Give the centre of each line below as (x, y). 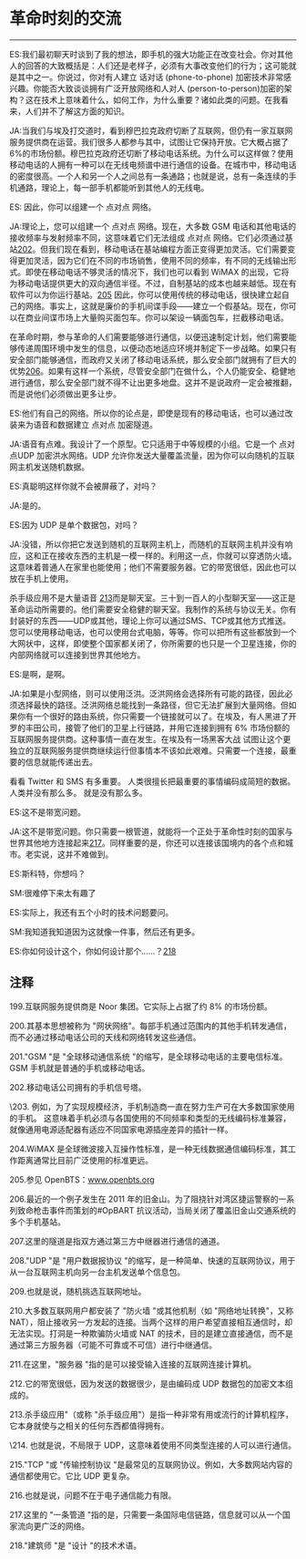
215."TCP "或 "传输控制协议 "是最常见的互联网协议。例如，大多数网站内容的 (151, 1464)
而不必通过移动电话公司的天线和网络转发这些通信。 (105, 1037)
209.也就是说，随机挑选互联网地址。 (78, 1291)
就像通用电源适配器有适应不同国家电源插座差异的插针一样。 (121, 1129)
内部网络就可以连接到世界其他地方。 (77, 655)
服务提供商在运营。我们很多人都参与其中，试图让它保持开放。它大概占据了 (149, 141)
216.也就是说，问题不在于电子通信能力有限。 (93, 1495)
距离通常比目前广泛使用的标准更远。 (85, 1160)
